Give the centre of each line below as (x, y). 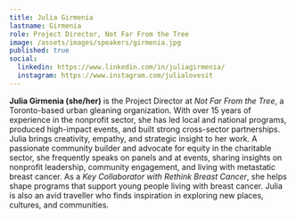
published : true (39, 51)
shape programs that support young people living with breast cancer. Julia (146, 186)
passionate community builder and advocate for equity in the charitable (140, 148)
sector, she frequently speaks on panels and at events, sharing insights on (146, 158)
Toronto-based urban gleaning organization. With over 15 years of (130, 110)
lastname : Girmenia (45, 26)
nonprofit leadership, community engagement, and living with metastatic (143, 166)
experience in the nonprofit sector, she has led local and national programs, (148, 119)
